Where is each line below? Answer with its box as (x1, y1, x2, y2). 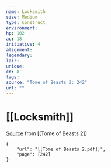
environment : (6, 25, 38, 31)
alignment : (6, 47, 33, 53)
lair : (6, 58, 19, 63)
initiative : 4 (6, 42, 41, 48)
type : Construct (6, 19, 46, 25)
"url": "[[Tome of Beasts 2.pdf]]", (16, 146, 106, 152)
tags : (6, 74, 19, 80)
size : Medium (6, 14, 38, 20)
